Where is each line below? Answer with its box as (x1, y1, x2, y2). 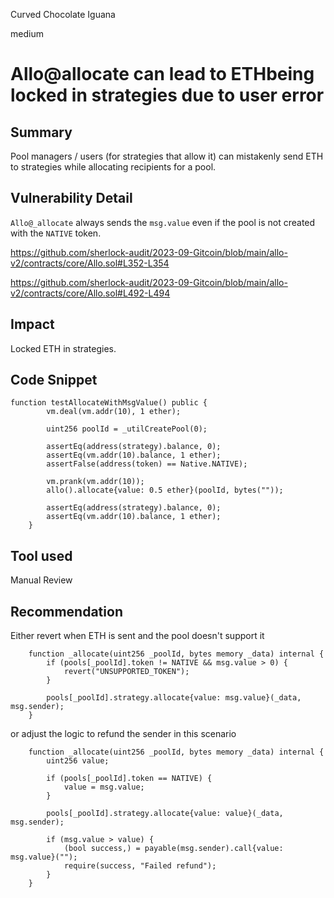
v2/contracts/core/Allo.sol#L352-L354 (10, 257, 170, 269)
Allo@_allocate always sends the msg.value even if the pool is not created (10, 216, 316, 228)
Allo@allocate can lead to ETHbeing (10, 63, 315, 86)
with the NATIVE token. (10, 227, 102, 239)
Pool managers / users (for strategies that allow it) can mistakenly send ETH (10, 150, 324, 162)
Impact (10, 316, 55, 333)
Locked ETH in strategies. (10, 342, 117, 354)
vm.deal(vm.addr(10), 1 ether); (46, 407, 182, 417)
